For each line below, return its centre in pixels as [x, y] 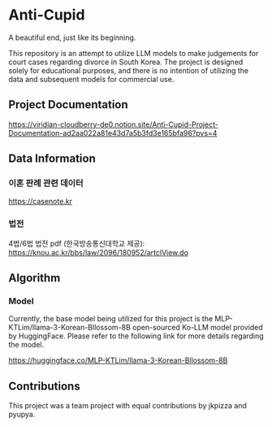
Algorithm [35, 278]
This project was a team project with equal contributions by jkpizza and [128, 406]
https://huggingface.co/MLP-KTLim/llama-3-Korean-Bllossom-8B [118, 360]
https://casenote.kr [41, 202]
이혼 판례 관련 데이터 [46, 183]
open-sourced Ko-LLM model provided [198, 328]
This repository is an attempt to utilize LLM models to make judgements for [134, 53]
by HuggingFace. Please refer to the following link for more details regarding [136, 336]
